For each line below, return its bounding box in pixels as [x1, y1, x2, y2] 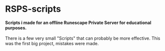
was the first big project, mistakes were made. [5, 40, 99, 46]
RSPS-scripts [5, 3, 61, 15]
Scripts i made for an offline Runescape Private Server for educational [5, 20, 152, 25]
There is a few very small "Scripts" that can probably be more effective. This [5, 35, 161, 41]
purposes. [5, 25, 27, 30]
